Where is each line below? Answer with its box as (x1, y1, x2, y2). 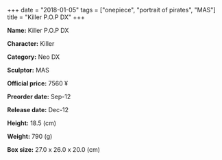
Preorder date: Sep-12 (7, 92, 71, 101)
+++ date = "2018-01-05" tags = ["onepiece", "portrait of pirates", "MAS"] (7, 6, 216, 14)
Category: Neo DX (7, 53, 60, 61)
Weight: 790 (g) (7, 133, 53, 140)
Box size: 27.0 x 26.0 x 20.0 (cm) (7, 146, 101, 153)
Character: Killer (7, 40, 55, 47)
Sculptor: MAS (7, 66, 49, 74)
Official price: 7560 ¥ (7, 79, 69, 88)
